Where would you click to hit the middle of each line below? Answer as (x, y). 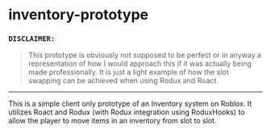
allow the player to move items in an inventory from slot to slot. (113, 121)
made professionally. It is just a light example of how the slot (128, 72)
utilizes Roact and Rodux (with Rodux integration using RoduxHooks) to (127, 112)
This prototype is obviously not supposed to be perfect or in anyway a (145, 55)
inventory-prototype (79, 15)
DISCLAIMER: (32, 39)
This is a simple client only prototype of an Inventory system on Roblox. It (130, 104)
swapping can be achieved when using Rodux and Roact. (123, 81)
